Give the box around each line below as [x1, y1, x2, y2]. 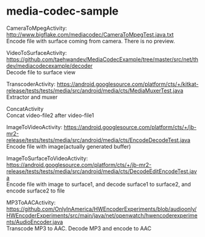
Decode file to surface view [6, 68, 76, 76]
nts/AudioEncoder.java [6, 218, 63, 225]
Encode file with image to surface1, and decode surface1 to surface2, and [6, 180, 191, 188]
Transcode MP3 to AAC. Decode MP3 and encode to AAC [6, 224, 151, 232]
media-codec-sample [6, 4, 119, 18]
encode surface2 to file [6, 187, 65, 194]
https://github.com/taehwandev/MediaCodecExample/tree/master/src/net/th [6, 55, 198, 63]
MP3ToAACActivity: [6, 199, 56, 206]
